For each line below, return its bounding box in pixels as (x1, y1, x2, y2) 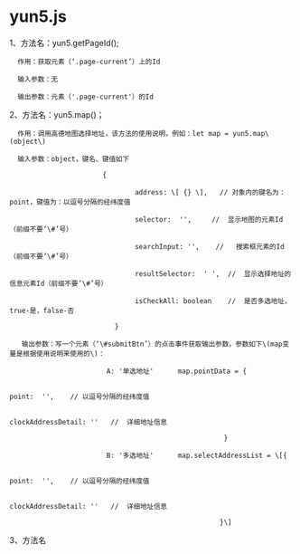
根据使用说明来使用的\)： (22, 349, 106, 358)
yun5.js (9, 6, 68, 27)
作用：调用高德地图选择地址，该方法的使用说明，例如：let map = (17, 129, 229, 138)
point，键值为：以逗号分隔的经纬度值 (9, 197, 131, 206)
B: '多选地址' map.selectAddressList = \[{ (106, 451, 287, 460)
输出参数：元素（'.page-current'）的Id (17, 92, 154, 101)
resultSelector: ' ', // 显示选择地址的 (134, 269, 292, 278)
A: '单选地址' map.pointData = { (106, 367, 247, 376)
